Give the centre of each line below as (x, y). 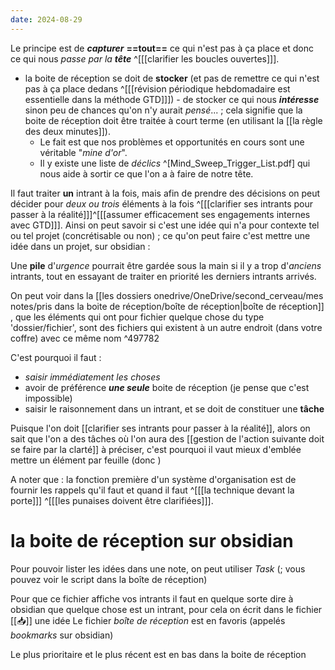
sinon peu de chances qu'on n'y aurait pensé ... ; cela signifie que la (163, 110)
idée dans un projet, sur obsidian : (80, 246)
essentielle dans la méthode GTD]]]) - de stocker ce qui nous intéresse (172, 99)
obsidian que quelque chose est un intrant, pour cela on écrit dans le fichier (166, 609)
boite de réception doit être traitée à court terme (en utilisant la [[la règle (173, 120)
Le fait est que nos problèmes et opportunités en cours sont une (172, 142)
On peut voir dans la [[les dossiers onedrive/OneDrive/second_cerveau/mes (167, 295)
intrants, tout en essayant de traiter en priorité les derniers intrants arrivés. (163, 276)
